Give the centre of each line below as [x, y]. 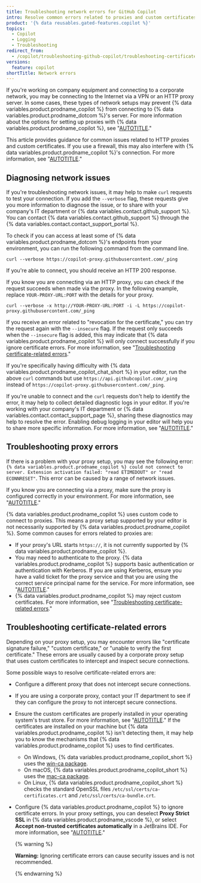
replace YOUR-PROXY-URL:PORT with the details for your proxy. [80, 295]
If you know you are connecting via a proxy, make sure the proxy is [89, 489]
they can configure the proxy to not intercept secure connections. [96, 702]
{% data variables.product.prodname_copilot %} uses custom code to [92, 514]
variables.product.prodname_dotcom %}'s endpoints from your [84, 242]
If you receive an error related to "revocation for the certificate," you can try [100, 322]
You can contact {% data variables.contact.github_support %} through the [98, 218]
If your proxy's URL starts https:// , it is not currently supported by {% [102, 545]
